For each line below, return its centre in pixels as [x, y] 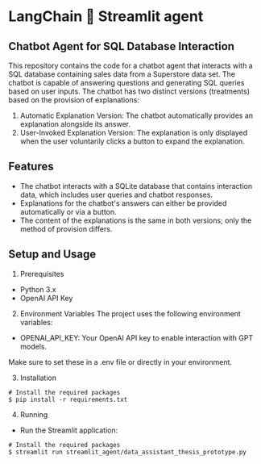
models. [33, 346]
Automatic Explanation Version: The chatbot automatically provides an [137, 115]
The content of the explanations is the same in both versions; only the [136, 220]
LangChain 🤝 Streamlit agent [106, 17]
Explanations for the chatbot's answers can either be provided [123, 203]
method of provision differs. [66, 228]
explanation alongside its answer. [75, 124]
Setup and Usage [52, 255]
